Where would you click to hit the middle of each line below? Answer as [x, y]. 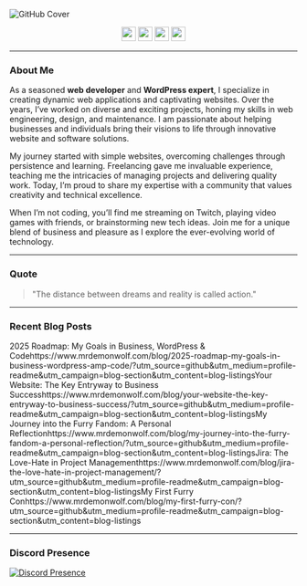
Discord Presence [50, 552]
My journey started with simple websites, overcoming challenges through [148, 156]
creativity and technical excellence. [76, 195]
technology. [32, 242]
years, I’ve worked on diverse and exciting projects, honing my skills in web [152, 110]
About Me [32, 70]
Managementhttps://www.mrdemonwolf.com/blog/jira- [192, 462]
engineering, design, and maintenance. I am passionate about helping [141, 120]
